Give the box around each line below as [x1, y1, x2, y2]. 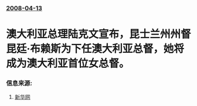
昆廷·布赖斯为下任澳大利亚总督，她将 [6, 42, 185, 56]
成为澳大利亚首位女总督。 [6, 57, 130, 70]
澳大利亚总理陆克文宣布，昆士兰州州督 [6, 28, 192, 41]
